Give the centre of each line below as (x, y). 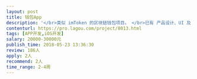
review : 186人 (23, 50)
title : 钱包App (24, 17)
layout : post (22, 12)
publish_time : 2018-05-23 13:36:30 (50, 45)
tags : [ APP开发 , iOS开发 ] (35, 34)
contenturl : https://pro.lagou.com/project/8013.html (74, 28)
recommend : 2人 (24, 61)
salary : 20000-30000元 (34, 39)
